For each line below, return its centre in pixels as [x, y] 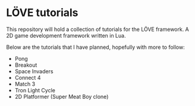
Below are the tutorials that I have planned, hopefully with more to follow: [96, 47]
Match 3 [25, 84]
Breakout [26, 65]
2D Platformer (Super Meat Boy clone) [62, 96]
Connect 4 [28, 77]
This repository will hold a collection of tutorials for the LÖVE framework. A [97, 29]
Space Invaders [34, 71]
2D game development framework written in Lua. [66, 35]
